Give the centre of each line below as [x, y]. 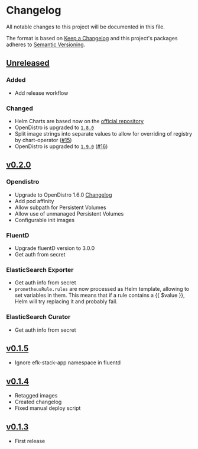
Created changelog [38, 402]
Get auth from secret [40, 254]
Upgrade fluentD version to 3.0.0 [55, 248]
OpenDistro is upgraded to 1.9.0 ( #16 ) [61, 146]
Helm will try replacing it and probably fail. [66, 302]
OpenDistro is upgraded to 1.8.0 [54, 127]
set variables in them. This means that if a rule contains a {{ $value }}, [100, 295]
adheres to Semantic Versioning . [46, 44]
